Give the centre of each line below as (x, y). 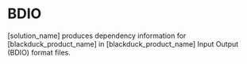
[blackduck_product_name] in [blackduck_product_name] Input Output (123, 43)
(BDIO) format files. (39, 52)
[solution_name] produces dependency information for (97, 36)
